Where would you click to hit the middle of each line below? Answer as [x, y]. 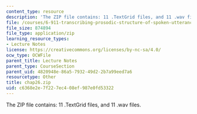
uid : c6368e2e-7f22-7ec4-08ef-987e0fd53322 [60, 88]
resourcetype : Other [31, 77]
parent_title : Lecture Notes [42, 61]
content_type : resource [35, 11]
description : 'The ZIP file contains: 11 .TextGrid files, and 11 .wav [95, 17]
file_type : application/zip [40, 33]
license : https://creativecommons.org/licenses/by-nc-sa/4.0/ [84, 50]
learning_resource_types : [38, 39]
